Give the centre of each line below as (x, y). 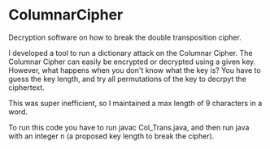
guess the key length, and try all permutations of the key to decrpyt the (127, 79)
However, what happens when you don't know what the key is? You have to (135, 70)
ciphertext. (26, 87)
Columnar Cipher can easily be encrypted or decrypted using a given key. (132, 62)
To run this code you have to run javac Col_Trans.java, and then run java (129, 127)
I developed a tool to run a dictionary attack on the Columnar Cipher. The (131, 53)
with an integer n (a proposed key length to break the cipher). (111, 136)
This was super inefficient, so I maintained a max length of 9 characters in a (135, 103)
